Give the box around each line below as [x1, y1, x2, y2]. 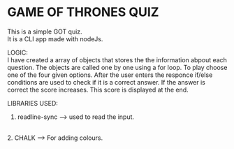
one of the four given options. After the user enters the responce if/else [7, 71, 213, 79]
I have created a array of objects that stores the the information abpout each [7, 55, 227, 64]
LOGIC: [7, 48, 28, 57]
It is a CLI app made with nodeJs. [7, 34, 103, 43]
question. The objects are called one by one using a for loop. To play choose [7, 63, 228, 71]
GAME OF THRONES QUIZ [7, 4, 159, 20]
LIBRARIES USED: [7, 99, 58, 107]
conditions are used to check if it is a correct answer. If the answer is [7, 78, 206, 86]
